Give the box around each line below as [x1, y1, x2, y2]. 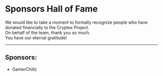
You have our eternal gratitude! [5, 35, 67, 41]
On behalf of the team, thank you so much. [5, 30, 91, 35]
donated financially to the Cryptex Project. [5, 24, 90, 30]
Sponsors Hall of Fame [5, 3, 98, 15]
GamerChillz [12, 66, 37, 72]
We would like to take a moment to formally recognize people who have [5, 19, 148, 25]
